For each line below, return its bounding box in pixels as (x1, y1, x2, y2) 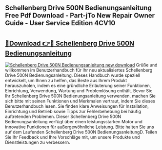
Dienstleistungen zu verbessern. (5, 139, 70, 145)
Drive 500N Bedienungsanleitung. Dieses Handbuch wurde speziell (5, 72, 141, 78)
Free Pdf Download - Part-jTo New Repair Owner (5, 12, 155, 20)
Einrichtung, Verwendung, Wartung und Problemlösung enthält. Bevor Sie (5, 88, 153, 94)
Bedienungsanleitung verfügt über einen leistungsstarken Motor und (5, 119, 142, 124)
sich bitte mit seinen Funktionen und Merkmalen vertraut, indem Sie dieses (5, 98, 155, 104)
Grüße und (136, 62, 158, 67)
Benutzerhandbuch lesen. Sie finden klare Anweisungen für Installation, (5, 103, 149, 109)
